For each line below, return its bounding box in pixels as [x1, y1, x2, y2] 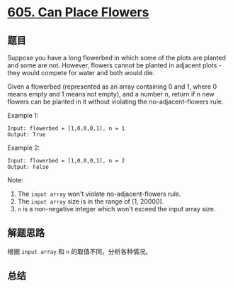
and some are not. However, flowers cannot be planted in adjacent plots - [7, 61, 222, 70]
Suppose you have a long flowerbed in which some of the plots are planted [7, 54, 227, 62]
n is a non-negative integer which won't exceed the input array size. [17, 205, 216, 213]
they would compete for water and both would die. [7, 69, 155, 77]
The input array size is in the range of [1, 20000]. [17, 197, 164, 206]
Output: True [7, 131, 46, 138]
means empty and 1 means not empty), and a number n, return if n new [7, 90, 215, 98]
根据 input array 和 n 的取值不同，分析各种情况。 [7, 247, 152, 255]
